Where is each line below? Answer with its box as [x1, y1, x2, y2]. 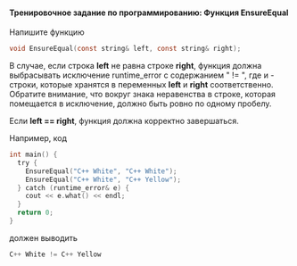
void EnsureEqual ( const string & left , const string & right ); [9, 45, 242, 54]
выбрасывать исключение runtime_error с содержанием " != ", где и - [9, 70, 275, 80]
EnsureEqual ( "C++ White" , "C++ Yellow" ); [25, 175, 181, 184]
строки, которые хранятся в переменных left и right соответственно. [9, 79, 274, 90]
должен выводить [9, 232, 78, 243]
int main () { [9, 150, 58, 160]
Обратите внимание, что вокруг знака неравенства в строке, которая [9, 89, 276, 100]
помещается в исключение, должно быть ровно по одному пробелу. [9, 98, 272, 109]
